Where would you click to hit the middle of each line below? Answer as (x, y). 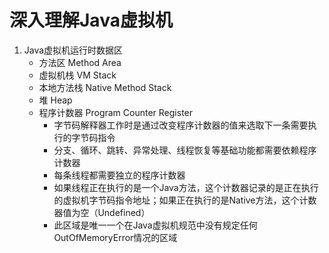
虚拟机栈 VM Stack (77, 75)
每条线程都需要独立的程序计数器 (119, 175)
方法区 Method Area (80, 62)
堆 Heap (55, 100)
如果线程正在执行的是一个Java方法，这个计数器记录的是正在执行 (186, 187)
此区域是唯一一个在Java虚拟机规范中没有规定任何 (155, 225)
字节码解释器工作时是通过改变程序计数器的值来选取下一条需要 (181, 125)
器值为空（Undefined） (102, 212)
